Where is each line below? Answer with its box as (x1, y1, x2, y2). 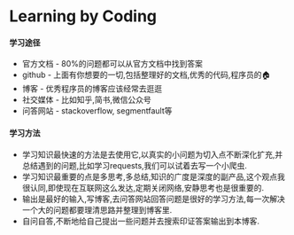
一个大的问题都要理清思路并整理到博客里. (21, 204, 173, 215)
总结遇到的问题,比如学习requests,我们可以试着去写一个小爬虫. (21, 160, 248, 170)
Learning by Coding (9, 6, 158, 27)
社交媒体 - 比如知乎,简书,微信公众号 (21, 95, 152, 106)
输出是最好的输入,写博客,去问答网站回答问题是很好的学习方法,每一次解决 (21, 193, 285, 204)
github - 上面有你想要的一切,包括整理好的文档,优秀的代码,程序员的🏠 (21, 69, 271, 81)
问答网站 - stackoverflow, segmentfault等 (21, 106, 173, 116)
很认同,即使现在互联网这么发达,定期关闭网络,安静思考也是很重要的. (21, 182, 264, 192)
